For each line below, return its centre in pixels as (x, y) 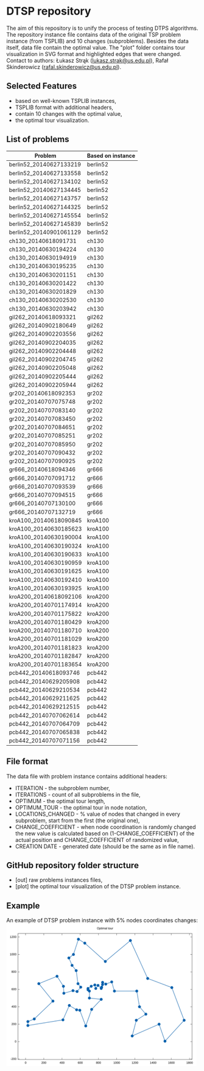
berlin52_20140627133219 (45, 164)
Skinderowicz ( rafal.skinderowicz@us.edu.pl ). (64, 67)
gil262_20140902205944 (43, 384)
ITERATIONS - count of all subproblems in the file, (78, 794)
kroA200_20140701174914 (45, 605)
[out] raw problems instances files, (59, 880)
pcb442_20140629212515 (44, 707)
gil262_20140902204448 (43, 351)
